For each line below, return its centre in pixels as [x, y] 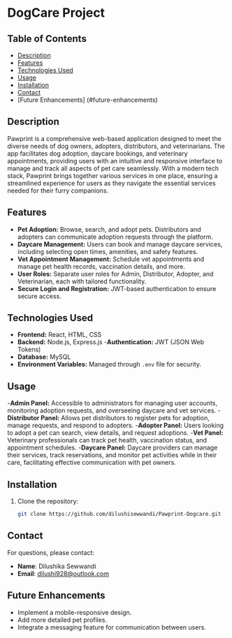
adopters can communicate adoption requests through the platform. [115, 237]
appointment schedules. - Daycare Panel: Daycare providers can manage [113, 447]
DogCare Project [56, 13]
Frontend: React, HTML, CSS [59, 335]
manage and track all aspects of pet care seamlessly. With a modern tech [113, 168]
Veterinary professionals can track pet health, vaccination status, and [107, 440]
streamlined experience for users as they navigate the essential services [111, 183]
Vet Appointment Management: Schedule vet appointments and [111, 259]
